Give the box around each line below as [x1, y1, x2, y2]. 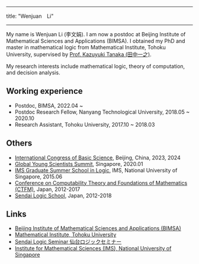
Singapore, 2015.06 [14, 173, 63, 180]
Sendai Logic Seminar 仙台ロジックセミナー [14, 238, 122, 246]
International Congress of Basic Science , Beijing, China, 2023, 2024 [14, 154, 181, 161]
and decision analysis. [6, 69, 60, 76]
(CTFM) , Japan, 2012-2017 [14, 186, 81, 193]
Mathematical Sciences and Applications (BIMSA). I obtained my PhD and [6, 37, 185, 45]
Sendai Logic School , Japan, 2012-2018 [14, 191, 112, 199]
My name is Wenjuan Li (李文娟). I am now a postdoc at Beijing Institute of [6, 31, 186, 37]
